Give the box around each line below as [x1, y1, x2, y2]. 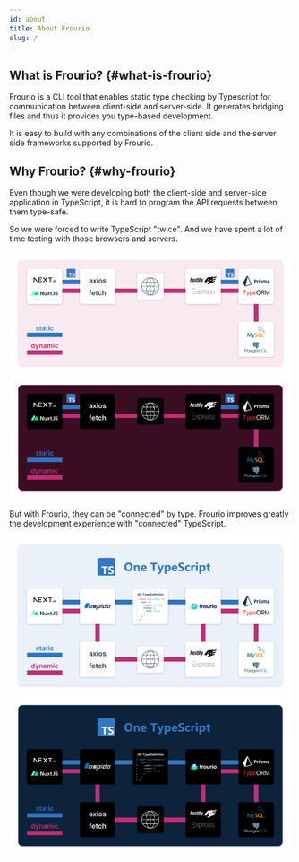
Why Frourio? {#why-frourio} [9, 163, 176, 178]
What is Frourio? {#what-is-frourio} [9, 67, 213, 83]
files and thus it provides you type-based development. [9, 110, 214, 121]
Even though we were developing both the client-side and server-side [9, 187, 267, 197]
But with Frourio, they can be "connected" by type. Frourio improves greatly [9, 509, 289, 519]
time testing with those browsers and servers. [9, 233, 178, 244]
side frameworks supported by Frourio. [9, 137, 154, 148]
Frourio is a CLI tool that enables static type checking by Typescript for [9, 91, 271, 102]
